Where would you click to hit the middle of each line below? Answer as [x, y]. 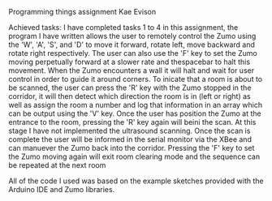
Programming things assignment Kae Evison [82, 12]
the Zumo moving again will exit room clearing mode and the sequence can [134, 156]
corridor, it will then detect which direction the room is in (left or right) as [130, 96]
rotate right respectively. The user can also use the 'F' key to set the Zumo [133, 53]
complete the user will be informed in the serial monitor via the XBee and [130, 139]
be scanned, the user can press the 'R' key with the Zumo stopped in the [130, 88]
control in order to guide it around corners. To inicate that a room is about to [136, 79]
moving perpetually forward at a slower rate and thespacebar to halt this [129, 62]
